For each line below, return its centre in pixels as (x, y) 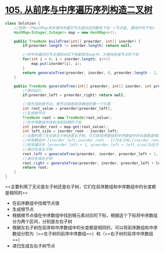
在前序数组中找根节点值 (36, 203)
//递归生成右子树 (38, 158)
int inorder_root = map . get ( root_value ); (65, 127)
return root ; (36, 168)
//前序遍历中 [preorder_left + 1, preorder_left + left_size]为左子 (91, 145)
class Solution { (23, 23)
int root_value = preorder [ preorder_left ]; (67, 109)
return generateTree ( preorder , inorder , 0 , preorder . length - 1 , (91, 73)
